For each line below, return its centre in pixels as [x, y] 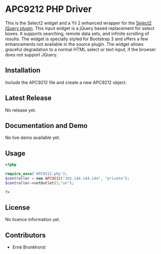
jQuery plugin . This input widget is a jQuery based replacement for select [80, 28]
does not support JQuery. [31, 55]
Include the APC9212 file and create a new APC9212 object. [66, 82]
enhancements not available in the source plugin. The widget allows [74, 44]
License [18, 207]
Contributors [26, 235]
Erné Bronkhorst [29, 247]
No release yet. [21, 110]
